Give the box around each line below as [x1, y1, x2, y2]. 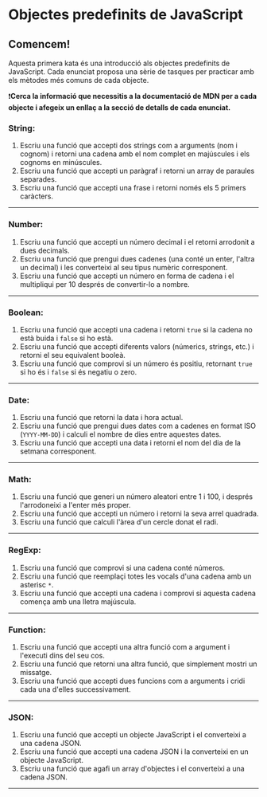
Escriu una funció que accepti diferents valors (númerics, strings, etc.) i [19, 341, 254, 351]
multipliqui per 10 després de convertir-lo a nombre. [19, 279, 190, 289]
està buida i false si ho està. [19, 333, 114, 343]
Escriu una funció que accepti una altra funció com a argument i [19, 642, 230, 652]
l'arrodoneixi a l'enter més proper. [19, 501, 131, 510]
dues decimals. [19, 245, 70, 255]
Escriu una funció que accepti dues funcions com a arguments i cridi [19, 676, 246, 686]
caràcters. [19, 191, 54, 201]
